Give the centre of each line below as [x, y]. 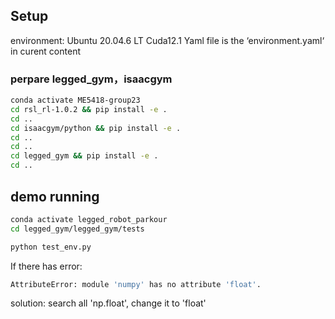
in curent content [45, 51]
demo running [55, 196]
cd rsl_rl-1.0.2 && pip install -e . [89, 109]
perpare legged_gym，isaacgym [91, 79]
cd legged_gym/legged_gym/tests [77, 229]
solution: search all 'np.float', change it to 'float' [108, 303]
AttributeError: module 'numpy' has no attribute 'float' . [136, 284]
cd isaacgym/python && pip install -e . [96, 128]
